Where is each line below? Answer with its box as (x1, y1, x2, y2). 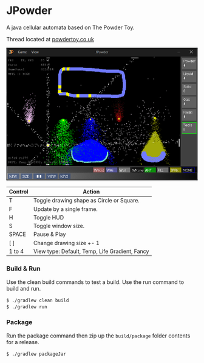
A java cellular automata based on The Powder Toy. (6, 24, 135, 31)
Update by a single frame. (33, 205, 98, 213)
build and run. (6, 285, 41, 292)
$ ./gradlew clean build (6, 297, 69, 303)
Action (83, 188, 100, 195)
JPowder (6, 4, 53, 18)
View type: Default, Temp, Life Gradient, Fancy (33, 247, 149, 255)
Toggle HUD (33, 213, 64, 221)
